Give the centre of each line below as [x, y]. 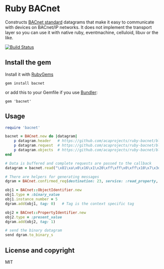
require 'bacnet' [23, 128]
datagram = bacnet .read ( [30, 168]
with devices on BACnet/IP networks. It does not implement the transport [79, 27]
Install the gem [28, 62]
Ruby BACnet [32, 9]
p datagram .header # [37, 141]
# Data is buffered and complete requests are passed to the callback [78, 163]
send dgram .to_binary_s [29, 235]
